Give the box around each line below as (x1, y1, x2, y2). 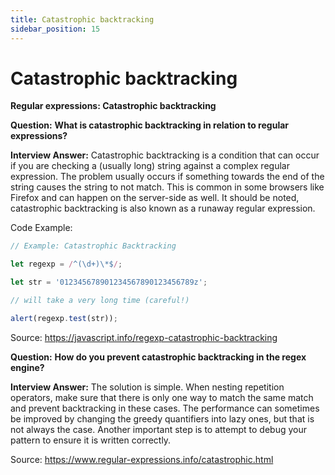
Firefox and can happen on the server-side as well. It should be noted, (10, 192, 300, 204)
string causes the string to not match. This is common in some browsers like (10, 181, 325, 193)
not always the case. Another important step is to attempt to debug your (10, 423, 308, 435)
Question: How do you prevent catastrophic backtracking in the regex (10, 351, 307, 363)
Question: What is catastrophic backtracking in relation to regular (10, 119, 289, 131)
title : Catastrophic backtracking (10, 14, 155, 25)
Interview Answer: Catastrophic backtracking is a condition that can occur (10, 149, 320, 161)
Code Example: (10, 222, 73, 234)
